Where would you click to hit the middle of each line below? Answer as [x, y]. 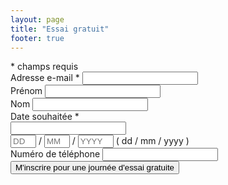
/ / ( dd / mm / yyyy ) [114, 141]
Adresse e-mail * [45, 78]
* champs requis [44, 67]
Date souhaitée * [45, 117]
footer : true [37, 38]
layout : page [37, 19]
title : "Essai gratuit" [60, 29]
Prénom [26, 91]
